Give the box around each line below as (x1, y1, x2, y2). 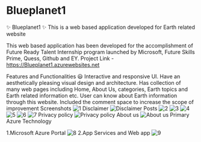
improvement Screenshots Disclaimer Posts (6, 105, 158, 112)
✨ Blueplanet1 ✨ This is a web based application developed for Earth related (6, 23, 196, 31)
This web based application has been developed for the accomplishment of (6, 42, 194, 49)
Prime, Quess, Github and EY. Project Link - (6, 55, 114, 62)
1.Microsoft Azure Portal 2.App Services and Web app (6, 129, 150, 136)
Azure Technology (6, 117, 52, 125)
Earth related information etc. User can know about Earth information (6, 91, 178, 99)
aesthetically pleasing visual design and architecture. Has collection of (6, 79, 182, 86)
